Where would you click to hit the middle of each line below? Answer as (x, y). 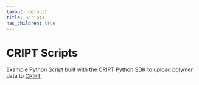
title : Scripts (26, 17)
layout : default (27, 12)
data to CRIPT (24, 76)
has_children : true (31, 23)
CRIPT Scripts (42, 53)
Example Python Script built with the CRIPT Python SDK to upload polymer (100, 69)
